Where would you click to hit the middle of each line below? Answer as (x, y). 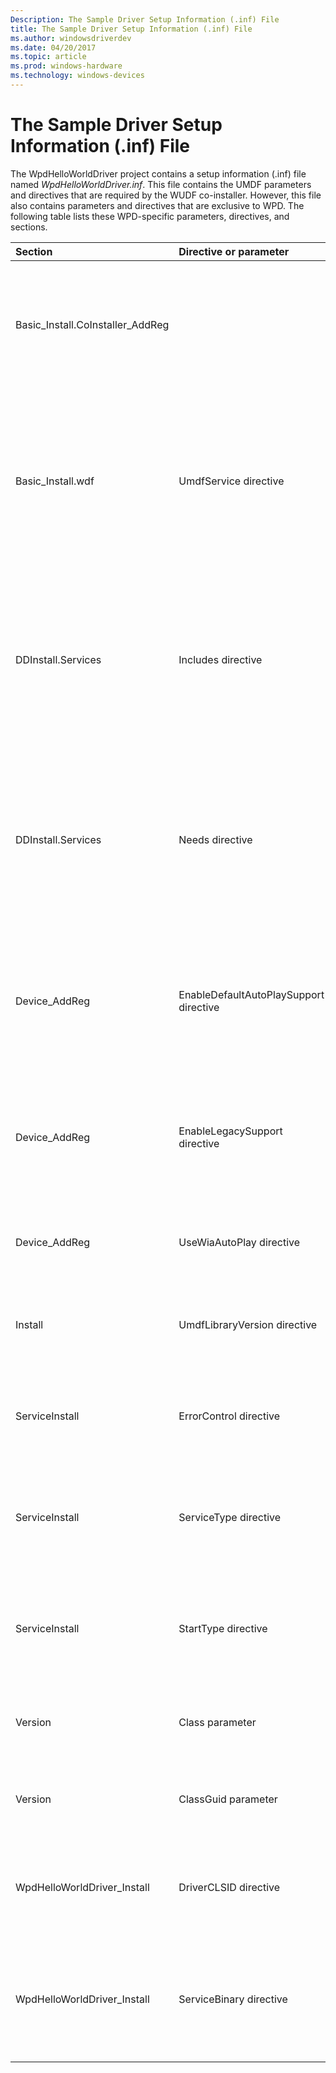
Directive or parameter (234, 251)
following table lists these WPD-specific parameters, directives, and (150, 216)
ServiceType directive (230, 1517)
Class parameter (217, 1723)
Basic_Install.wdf (55, 481)
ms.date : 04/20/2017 (53, 47)
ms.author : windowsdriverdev (71, 38)
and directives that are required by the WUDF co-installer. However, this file (166, 195)
